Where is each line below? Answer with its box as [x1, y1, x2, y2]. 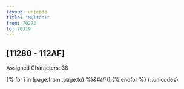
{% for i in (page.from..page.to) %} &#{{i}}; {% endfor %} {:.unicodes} [6, 76, 179, 84]
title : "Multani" [6, 15, 50, 21]
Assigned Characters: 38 [6, 64, 68, 71]
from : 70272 [6, 20, 36, 26]
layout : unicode [6, 8, 47, 15]
